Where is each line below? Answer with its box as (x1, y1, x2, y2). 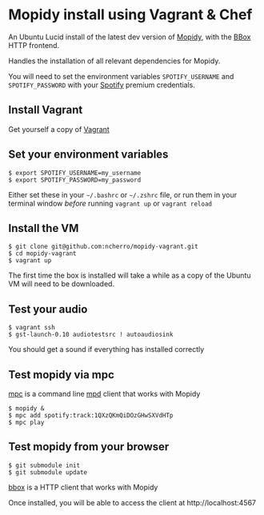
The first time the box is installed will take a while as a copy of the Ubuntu (8, 270, 251, 281)
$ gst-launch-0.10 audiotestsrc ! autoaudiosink (8, 330, 174, 339)
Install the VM (8, 222, 79, 235)
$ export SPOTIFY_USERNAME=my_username (8, 169, 142, 177)
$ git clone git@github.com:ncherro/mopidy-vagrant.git (8, 242, 198, 251)
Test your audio (8, 302, 88, 316)
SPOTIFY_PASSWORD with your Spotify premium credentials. (8, 80, 196, 90)
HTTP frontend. (8, 40, 60, 50)
